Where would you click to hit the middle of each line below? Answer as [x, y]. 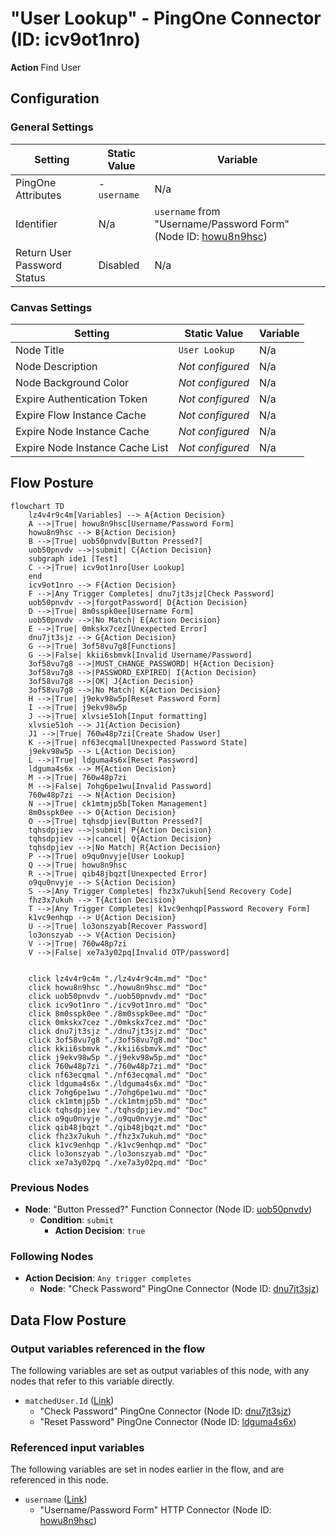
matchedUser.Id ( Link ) [69, 1401]
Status [30, 277]
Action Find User [46, 67]
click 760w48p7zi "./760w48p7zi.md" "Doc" [118, 1066]
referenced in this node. [59, 1480]
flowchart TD [37, 506]
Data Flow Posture [68, 1320]
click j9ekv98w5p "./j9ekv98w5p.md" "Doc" [118, 1057]
